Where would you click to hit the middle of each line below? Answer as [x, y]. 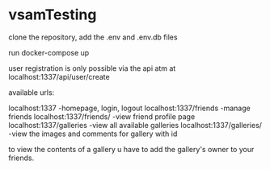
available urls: [32, 92]
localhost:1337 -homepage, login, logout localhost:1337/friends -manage [129, 108]
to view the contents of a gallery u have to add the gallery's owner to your [131, 149]
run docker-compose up [49, 52]
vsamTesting [53, 15]
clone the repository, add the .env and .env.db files [93, 37]
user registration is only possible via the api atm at [92, 68]
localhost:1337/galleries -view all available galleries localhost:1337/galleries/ [135, 125]
